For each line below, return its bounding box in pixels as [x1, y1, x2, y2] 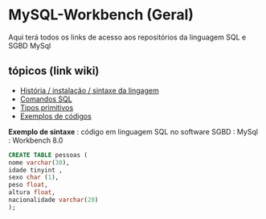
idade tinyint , [8, 166, 63, 174]
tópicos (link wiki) [8, 64, 100, 78]
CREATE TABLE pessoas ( [8, 151, 88, 159]
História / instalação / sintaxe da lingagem [19, 85, 159, 95]
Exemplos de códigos [19, 111, 92, 121]
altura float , [8, 188, 56, 196]
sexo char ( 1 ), [8, 173, 59, 182]
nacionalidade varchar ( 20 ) [8, 196, 99, 204]
